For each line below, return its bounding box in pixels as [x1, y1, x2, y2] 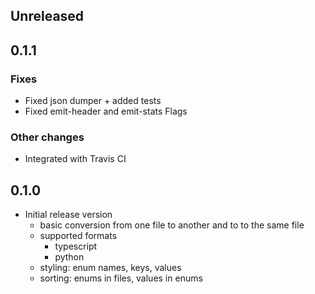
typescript [54, 240, 98, 253]
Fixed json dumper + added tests [24, 95, 162, 107]
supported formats [39, 230, 118, 242]
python [54, 251, 85, 263]
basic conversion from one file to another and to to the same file [39, 219, 305, 231]
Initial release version [24, 209, 113, 221]
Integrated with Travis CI [24, 153, 127, 165]
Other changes [10, 130, 85, 144]
